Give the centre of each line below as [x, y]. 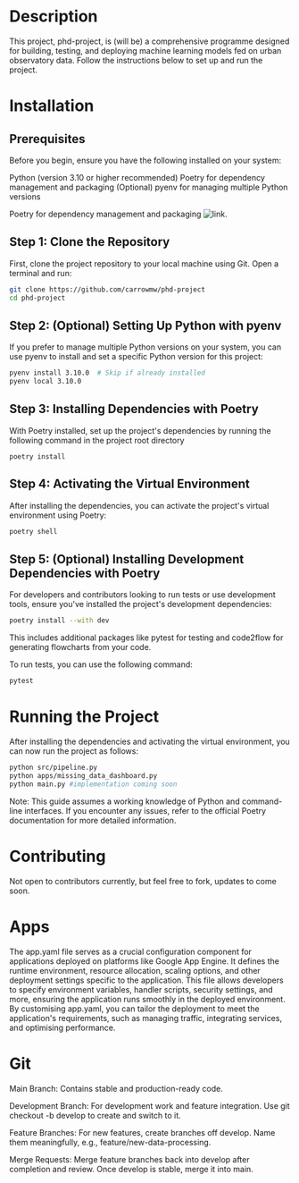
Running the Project [84, 717]
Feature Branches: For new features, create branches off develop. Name [142, 1132]
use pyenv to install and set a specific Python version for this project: [136, 357]
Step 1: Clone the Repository [90, 242]
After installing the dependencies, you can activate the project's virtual [139, 505]
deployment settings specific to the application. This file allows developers [146, 980]
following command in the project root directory [97, 440]
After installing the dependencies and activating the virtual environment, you [149, 742]
